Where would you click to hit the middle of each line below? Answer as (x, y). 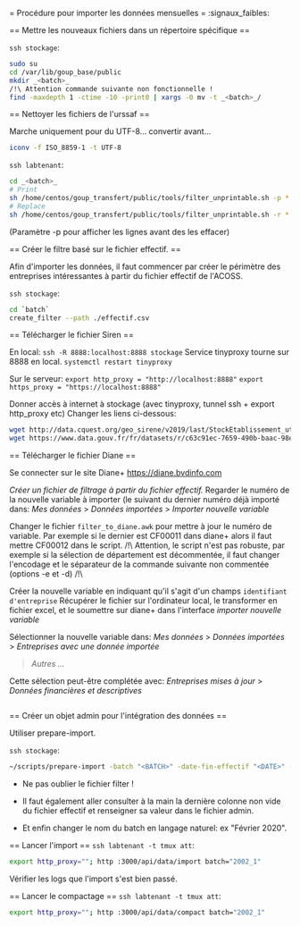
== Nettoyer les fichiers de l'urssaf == (79, 114)
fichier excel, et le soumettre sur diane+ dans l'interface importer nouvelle (146, 610)
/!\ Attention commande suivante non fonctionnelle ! (112, 88)
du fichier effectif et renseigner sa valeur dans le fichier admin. (138, 811)
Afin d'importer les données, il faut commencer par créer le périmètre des (145, 266)
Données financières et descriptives (76, 691)
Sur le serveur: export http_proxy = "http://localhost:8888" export (136, 379)
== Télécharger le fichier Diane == (73, 456)
